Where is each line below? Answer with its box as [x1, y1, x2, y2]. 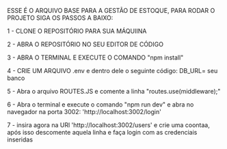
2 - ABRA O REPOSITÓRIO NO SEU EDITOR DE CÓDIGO [7, 40, 164, 48]
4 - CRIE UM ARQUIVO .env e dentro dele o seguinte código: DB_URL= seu [7, 67, 218, 74]
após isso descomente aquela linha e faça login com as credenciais [7, 128, 198, 136]
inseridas [7, 135, 33, 144]
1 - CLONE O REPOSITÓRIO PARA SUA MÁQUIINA [7, 27, 147, 35]
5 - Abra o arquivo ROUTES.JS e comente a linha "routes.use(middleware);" [7, 87, 221, 95]
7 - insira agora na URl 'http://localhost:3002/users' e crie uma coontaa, [7, 121, 210, 129]
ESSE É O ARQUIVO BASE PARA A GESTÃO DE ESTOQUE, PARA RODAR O [7, 7, 215, 14]
